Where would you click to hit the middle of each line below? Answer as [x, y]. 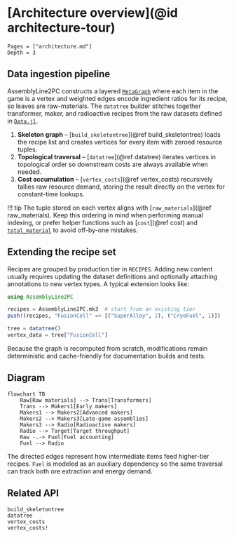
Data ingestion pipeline [59, 74]
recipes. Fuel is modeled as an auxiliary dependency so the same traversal [115, 464]
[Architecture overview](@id [93, 13]
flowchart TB [26, 394]
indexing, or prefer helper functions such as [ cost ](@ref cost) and [102, 222]
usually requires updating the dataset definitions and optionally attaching [112, 276]
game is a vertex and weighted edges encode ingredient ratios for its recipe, [117, 98]
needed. [29, 172]
